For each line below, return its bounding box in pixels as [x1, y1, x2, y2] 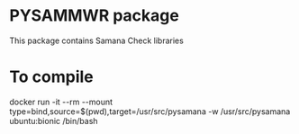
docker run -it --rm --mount [9, 96, 113, 107]
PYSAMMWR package [9, 5, 180, 26]
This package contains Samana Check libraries [9, 35, 185, 46]
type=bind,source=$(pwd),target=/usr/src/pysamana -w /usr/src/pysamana [9, 105, 291, 117]
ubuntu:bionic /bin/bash [9, 115, 98, 126]
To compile [9, 67, 95, 87]
